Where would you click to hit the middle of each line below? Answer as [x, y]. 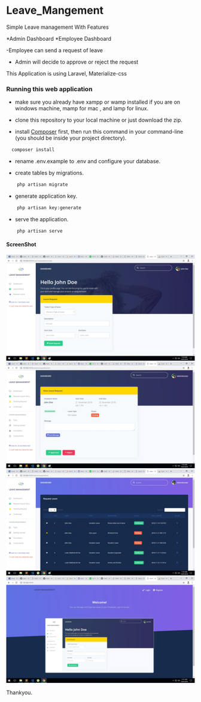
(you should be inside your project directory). [71, 138]
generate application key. [46, 196]
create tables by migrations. [49, 173]
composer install [33, 150]
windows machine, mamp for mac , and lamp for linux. [81, 109]
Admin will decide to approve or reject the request [77, 62]
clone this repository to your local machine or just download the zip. [98, 120]
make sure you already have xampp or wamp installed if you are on [98, 102]
